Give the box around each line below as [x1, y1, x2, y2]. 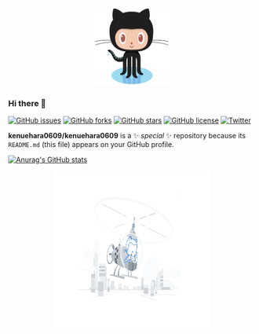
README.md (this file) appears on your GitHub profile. [8, 140, 174, 149]
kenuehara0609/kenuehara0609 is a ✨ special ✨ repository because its [8, 131, 246, 141]
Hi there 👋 [8, 97, 47, 108]
